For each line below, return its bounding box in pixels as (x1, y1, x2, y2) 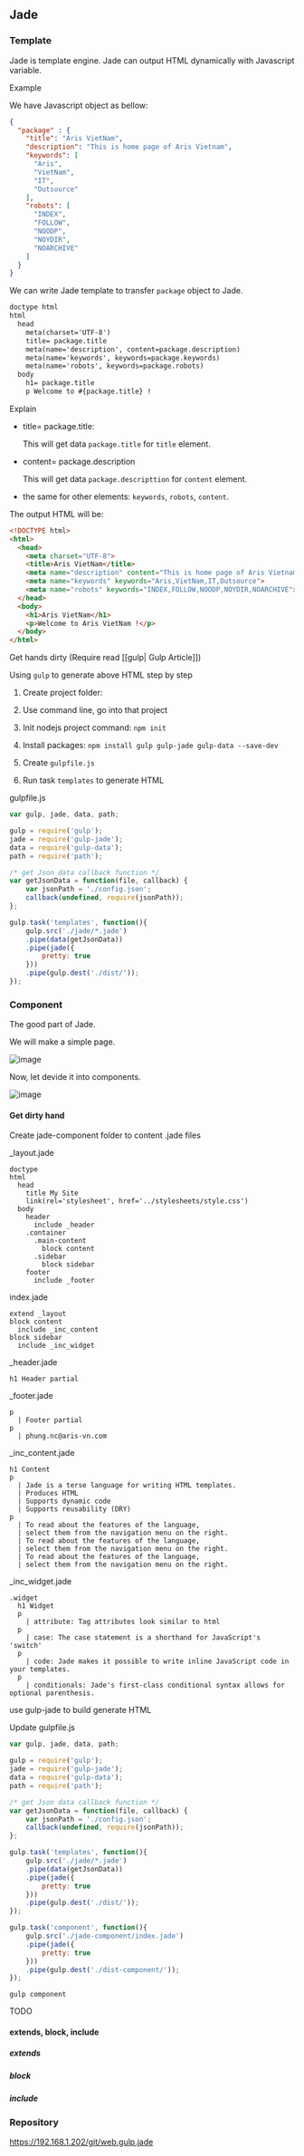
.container (25, 1228, 67, 1237)
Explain (9, 403, 37, 414)
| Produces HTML (17, 1489, 79, 1498)
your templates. (9, 1665, 71, 1674)
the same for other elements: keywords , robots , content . (22, 491, 229, 502)
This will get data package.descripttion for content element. (22, 473, 248, 484)
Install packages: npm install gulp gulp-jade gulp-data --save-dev (22, 740, 279, 751)
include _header (33, 1220, 95, 1230)
